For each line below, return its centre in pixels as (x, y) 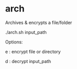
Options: (14, 42)
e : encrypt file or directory (33, 51)
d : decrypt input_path (28, 61)
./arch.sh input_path (26, 32)
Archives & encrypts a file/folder (39, 22)
